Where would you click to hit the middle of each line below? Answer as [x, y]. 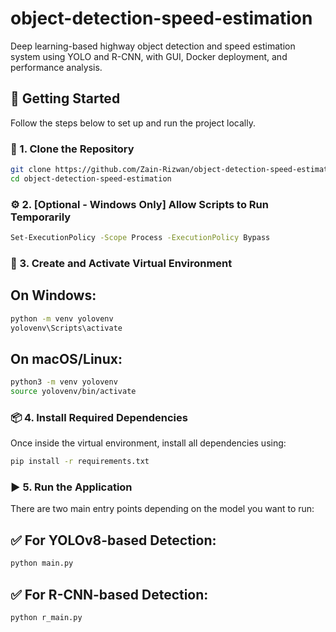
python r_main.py [46, 617]
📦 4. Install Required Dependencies [99, 417]
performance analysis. [56, 67]
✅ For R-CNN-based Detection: [109, 594]
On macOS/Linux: [66, 358]
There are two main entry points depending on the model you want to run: [162, 509]
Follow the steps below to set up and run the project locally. [133, 123]
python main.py [42, 563]
